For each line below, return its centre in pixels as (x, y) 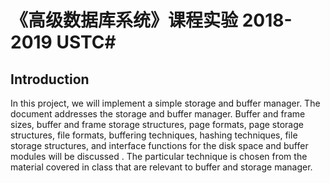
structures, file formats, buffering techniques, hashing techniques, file (154, 135)
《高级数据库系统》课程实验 (124, 20)
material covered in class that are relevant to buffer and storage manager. (161, 167)
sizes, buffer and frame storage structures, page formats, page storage (157, 124)
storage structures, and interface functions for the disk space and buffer (159, 145)
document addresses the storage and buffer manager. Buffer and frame (158, 114)
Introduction (50, 79)
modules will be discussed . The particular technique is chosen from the (159, 156)
